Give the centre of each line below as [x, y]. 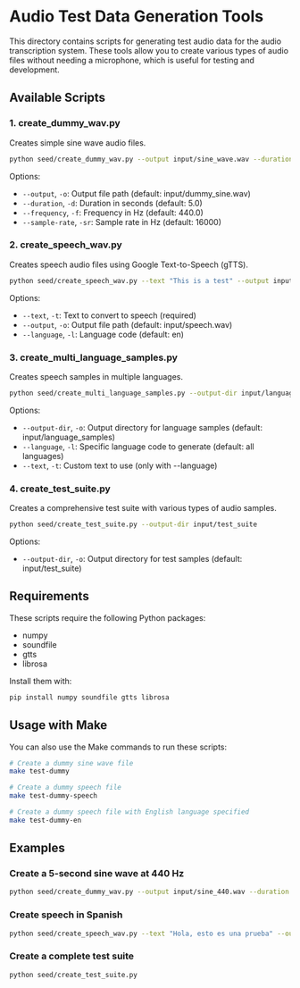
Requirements [49, 596]
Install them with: [41, 681]
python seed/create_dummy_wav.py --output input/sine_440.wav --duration [150, 892]
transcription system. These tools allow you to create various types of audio [149, 50]
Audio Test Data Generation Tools [137, 17]
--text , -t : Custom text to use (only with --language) [120, 465]
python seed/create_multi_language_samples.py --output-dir [124, 393]
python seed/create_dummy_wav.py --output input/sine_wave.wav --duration [151, 159]
